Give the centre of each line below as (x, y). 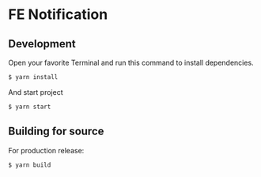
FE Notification (58, 15)
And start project (36, 92)
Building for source (56, 132)
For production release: (46, 150)
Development (42, 44)
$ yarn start (30, 107)
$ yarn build (30, 165)
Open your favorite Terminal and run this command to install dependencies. (131, 62)
